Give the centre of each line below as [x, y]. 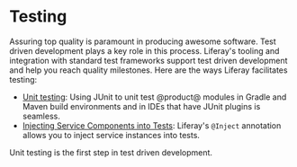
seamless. [41, 116]
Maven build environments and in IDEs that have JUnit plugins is [141, 106]
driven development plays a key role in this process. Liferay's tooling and [144, 50]
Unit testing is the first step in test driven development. [111, 152]
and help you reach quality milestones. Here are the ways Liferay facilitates [148, 70]
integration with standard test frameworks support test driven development [148, 60]
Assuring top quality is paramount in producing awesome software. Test [143, 41]
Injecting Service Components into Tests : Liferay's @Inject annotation [152, 125]
